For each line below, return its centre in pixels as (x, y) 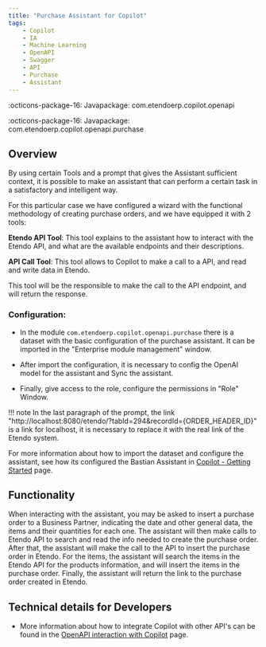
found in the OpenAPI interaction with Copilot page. (104, 635)
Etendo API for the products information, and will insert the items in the (124, 565)
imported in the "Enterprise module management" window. (116, 349)
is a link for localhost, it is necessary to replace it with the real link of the (126, 429)
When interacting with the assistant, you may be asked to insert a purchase (131, 514)
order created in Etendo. (48, 582)
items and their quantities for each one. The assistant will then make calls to (132, 531)
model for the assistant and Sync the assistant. (96, 373)
